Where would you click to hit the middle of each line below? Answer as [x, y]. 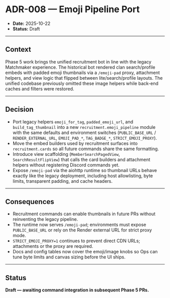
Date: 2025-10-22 [31, 23]
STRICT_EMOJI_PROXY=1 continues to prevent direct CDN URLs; [76, 241]
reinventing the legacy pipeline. [45, 219]
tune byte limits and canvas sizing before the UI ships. [69, 257]
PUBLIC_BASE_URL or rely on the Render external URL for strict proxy [82, 230]
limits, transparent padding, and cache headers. [62, 181]
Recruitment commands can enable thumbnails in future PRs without [84, 214]
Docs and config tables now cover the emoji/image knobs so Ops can [85, 252]
